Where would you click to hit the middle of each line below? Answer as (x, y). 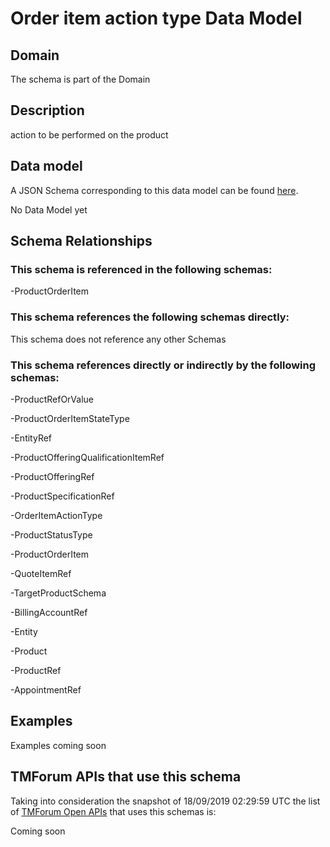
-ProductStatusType (51, 534)
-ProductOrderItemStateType (70, 418)
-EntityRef (31, 438)
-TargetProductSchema (58, 593)
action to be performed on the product (89, 134)
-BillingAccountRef (49, 612)
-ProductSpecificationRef (62, 496)
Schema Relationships (81, 241)
